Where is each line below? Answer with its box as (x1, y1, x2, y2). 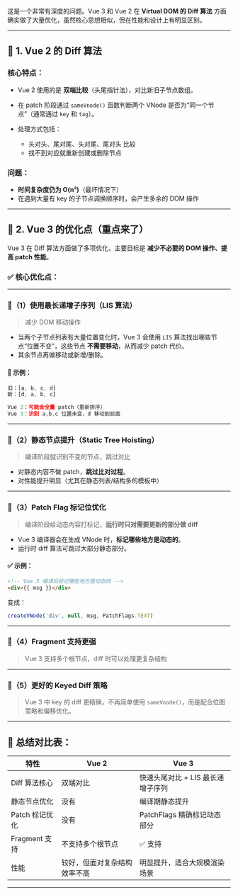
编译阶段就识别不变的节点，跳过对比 (24, 453, 131, 461)
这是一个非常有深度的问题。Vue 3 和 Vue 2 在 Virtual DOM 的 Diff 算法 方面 (7, 7, 227, 15)
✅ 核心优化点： (7, 272, 59, 282)
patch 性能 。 (15, 252, 53, 261)
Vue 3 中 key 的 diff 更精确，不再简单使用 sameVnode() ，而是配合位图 (24, 698, 225, 707)
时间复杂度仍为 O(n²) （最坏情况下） (17, 185, 123, 193)
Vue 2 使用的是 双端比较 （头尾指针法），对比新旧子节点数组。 (17, 85, 197, 94)
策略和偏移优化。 (24, 707, 75, 715)
